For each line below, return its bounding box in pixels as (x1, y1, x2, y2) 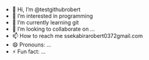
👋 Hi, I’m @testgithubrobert (12, 6, 81, 13)
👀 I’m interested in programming (12, 12, 93, 20)
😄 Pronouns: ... (12, 41, 52, 48)
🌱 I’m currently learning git (12, 19, 79, 26)
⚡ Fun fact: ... (12, 48, 46, 55)
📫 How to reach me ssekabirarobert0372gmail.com (12, 32, 144, 39)
